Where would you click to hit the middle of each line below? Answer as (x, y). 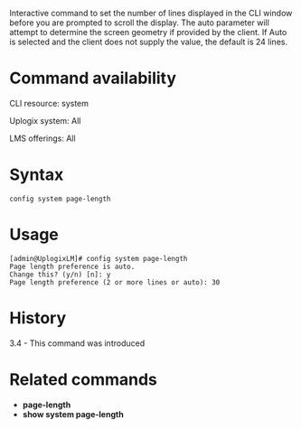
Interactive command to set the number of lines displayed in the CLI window (151, 13)
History (38, 318)
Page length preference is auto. (72, 266)
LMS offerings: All (42, 138)
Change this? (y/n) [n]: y (60, 275)
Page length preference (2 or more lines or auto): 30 (115, 282)
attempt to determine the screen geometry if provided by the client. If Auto (148, 32)
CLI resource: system (49, 103)
